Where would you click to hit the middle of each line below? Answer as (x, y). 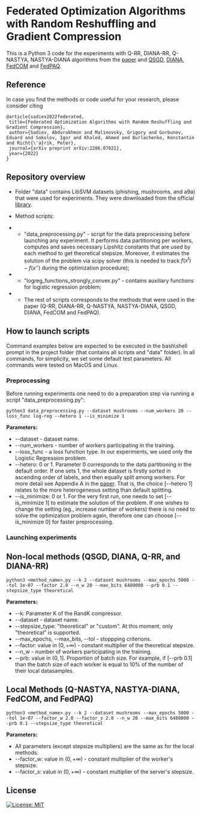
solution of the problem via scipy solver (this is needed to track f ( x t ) (107, 260)
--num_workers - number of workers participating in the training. (95, 445)
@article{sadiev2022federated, (45, 116)
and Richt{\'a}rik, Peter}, (41, 143)
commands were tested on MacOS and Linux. (62, 365)
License (21, 790)
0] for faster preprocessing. (79, 522)
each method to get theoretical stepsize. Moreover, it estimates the (107, 253)
